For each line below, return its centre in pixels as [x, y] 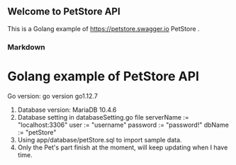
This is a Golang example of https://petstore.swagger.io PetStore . [103, 28]
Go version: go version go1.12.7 [52, 96]
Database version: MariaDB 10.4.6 [67, 110]
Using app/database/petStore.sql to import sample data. [100, 140]
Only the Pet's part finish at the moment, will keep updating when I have [123, 147]
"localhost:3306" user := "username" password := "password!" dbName [123, 125]
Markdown [26, 47]
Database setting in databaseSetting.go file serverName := [103, 117]
